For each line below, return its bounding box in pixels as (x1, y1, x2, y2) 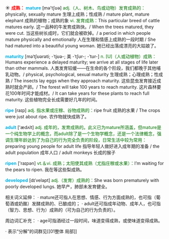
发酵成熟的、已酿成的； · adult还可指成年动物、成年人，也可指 (31, 201, 161, 206)
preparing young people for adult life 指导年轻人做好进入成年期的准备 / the (5, 143, 160, 149)
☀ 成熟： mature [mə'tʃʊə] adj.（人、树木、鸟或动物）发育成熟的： (5, 5, 146, 11)
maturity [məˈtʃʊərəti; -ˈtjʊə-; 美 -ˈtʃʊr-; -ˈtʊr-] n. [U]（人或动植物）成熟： (5, 53, 157, 59)
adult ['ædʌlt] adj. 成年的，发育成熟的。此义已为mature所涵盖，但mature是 (5, 125, 161, 130)
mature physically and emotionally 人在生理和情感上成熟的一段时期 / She (5, 36, 156, 42)
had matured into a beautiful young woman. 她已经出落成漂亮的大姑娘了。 (5, 43, 159, 48)
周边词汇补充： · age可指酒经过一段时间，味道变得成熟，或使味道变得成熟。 (5, 218, 163, 223)
